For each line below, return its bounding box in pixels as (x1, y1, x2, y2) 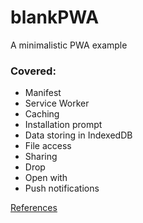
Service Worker (24, 97, 90, 110)
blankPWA (10, 6, 100, 29)
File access (24, 140, 72, 152)
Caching (24, 108, 60, 120)
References (10, 202, 58, 214)
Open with (24, 172, 68, 184)
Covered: (10, 64, 57, 78)
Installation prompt (24, 119, 103, 131)
